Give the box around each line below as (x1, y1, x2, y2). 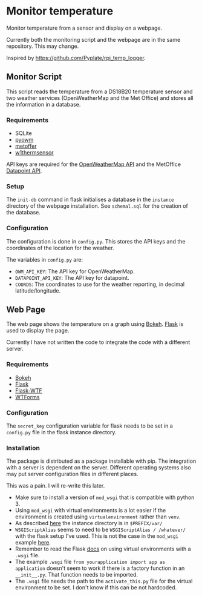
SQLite (15, 130, 32, 137)
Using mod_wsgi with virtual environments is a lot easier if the (15, 507, 166, 514)
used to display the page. (6, 327, 70, 334)
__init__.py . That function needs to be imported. (15, 571, 138, 578)
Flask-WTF (15, 386, 42, 394)
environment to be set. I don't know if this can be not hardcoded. (15, 584, 177, 591)
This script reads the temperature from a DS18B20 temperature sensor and (6, 88, 193, 95)
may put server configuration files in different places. (6, 471, 138, 478)
